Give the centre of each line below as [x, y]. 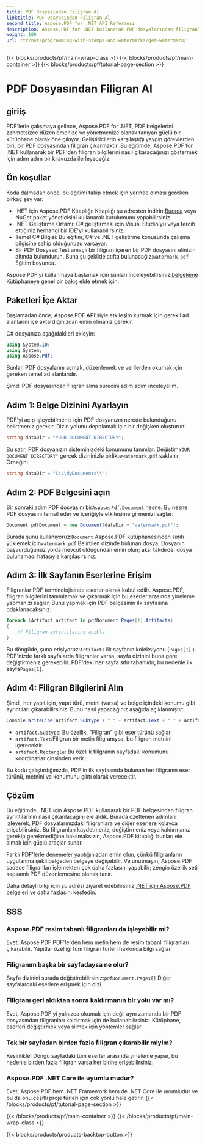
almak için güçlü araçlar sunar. [45, 843]
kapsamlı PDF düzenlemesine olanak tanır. [59, 874]
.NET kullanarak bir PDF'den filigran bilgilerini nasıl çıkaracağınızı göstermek [102, 152]
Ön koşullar [28, 178]
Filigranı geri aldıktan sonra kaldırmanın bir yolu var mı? [90, 1000]
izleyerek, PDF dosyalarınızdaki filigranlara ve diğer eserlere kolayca [92, 823]
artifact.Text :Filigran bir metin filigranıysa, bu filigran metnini [93, 739]
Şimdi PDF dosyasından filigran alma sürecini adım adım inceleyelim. [92, 386]
